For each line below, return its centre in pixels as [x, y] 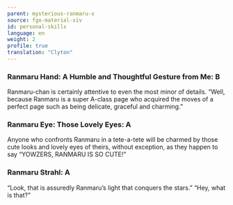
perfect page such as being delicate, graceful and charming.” [95, 107]
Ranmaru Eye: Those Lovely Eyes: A [69, 124]
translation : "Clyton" [40, 53]
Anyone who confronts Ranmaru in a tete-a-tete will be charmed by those [113, 140]
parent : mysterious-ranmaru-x [51, 14]
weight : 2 [22, 40]
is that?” [19, 195]
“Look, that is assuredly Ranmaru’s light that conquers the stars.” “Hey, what [116, 188]
